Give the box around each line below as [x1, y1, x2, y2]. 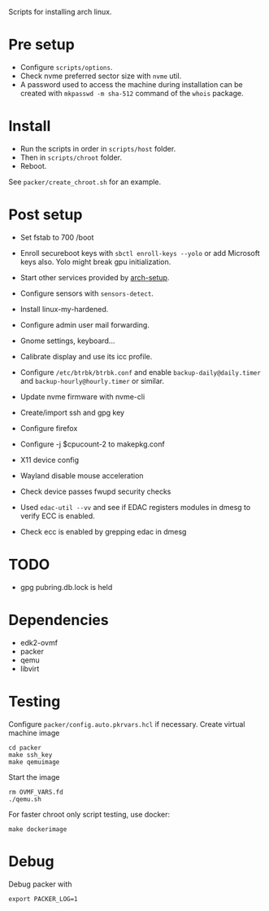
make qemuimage [8, 758, 60, 766]
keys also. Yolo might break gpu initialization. [20, 257, 171, 266]
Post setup [8, 205, 83, 224]
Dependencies [8, 610, 109, 629]
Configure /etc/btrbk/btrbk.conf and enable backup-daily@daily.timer [20, 367, 262, 377]
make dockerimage [8, 825, 67, 834]
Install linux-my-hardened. [20, 304, 109, 314]
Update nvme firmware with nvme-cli [20, 391, 145, 402]
